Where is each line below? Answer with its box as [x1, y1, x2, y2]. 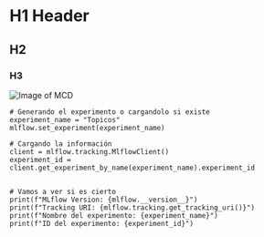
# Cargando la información [9, 139, 112, 149]
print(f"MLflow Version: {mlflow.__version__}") [9, 195, 198, 204]
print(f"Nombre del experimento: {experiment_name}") [9, 211, 219, 220]
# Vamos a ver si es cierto [9, 187, 117, 196]
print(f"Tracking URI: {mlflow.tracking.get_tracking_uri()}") [9, 202, 256, 212]
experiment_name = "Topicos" [9, 115, 121, 124]
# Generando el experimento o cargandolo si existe [9, 107, 210, 117]
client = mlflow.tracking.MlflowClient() [9, 147, 170, 156]
